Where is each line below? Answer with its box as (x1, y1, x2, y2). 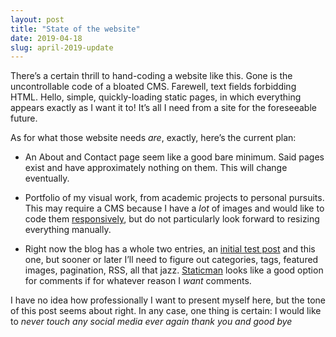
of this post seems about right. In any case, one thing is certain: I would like (10, 305, 322, 317)
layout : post (10, 14, 65, 25)
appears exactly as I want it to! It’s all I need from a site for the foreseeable (10, 102, 317, 114)
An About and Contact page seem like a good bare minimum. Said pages (24, 151, 325, 163)
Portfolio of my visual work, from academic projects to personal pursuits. (24, 192, 325, 204)
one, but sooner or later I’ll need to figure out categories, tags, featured (24, 254, 319, 266)
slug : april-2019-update (10, 42, 114, 53)
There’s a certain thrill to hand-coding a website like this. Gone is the (10, 70, 293, 82)
